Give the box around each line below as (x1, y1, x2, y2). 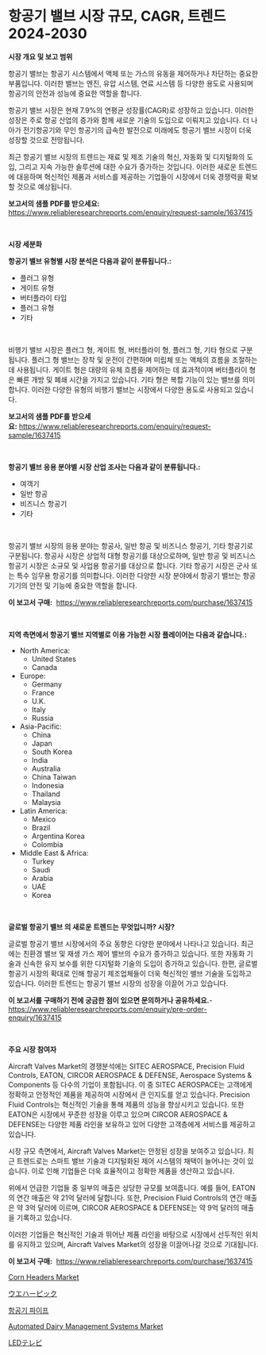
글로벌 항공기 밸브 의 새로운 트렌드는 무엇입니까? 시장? (8, 922, 175, 931)
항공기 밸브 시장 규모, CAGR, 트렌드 (8, 7, 226, 25)
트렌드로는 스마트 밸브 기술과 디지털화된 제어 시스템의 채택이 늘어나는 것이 (16, 1156, 246, 1165)
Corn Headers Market (8, 1272, 79, 1282)
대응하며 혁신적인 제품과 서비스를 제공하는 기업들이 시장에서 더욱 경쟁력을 (16, 171, 244, 181)
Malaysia (31, 797, 61, 806)
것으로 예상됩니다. (16, 182, 72, 191)
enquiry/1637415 (8, 1013, 62, 1022)
